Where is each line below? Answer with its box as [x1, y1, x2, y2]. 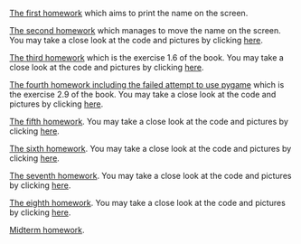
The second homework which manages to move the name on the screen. [9, 25, 282, 35]
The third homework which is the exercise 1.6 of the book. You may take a [9, 52, 285, 62]
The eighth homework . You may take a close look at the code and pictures [9, 198, 287, 208]
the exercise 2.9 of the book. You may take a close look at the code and [9, 89, 277, 99]
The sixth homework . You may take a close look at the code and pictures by [9, 144, 292, 154]
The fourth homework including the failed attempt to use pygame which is [9, 80, 285, 89]
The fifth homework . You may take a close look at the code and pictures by [9, 117, 289, 127]
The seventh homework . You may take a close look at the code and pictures [9, 171, 292, 181]
